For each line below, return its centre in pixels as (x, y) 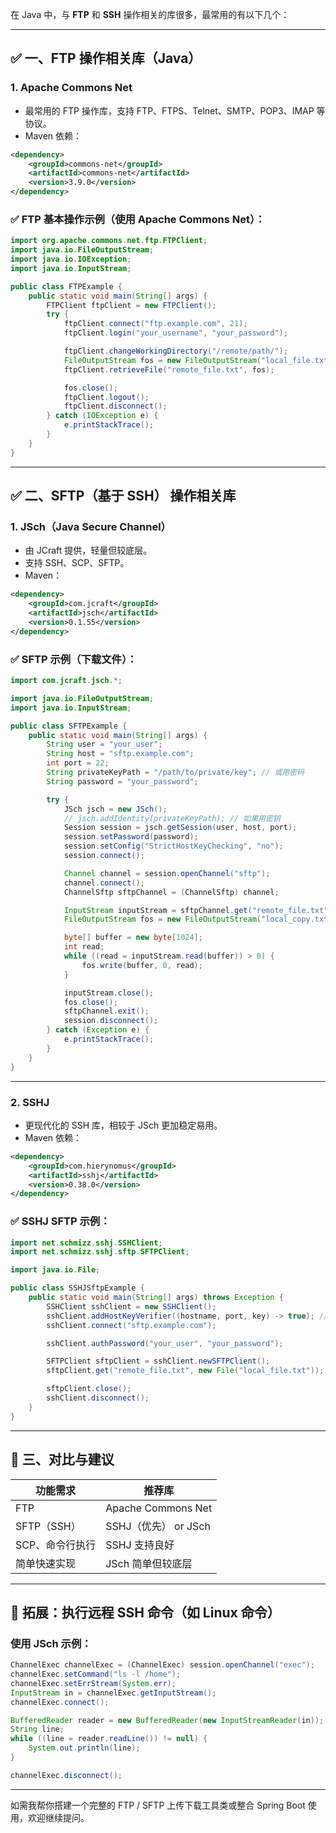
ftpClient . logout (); (106, 397)
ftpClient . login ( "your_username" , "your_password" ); (175, 333)
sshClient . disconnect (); (98, 1398)
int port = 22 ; (78, 763)
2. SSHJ (30, 1102)
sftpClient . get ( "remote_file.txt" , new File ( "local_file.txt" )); (185, 1371)
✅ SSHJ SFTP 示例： (60, 1221)
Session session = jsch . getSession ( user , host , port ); (180, 828)
